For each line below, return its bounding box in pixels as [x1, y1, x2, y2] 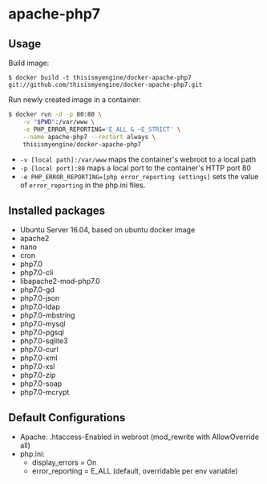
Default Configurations [8, 411, 126, 425]
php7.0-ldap [19, 302, 60, 312]
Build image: [8, 58, 50, 68]
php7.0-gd [19, 285, 55, 294]
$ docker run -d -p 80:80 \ [8, 110, 103, 118]
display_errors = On [31, 457, 97, 467]
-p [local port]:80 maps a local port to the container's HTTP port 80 [19, 163, 251, 173]
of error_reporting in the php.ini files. [19, 180, 146, 190]
